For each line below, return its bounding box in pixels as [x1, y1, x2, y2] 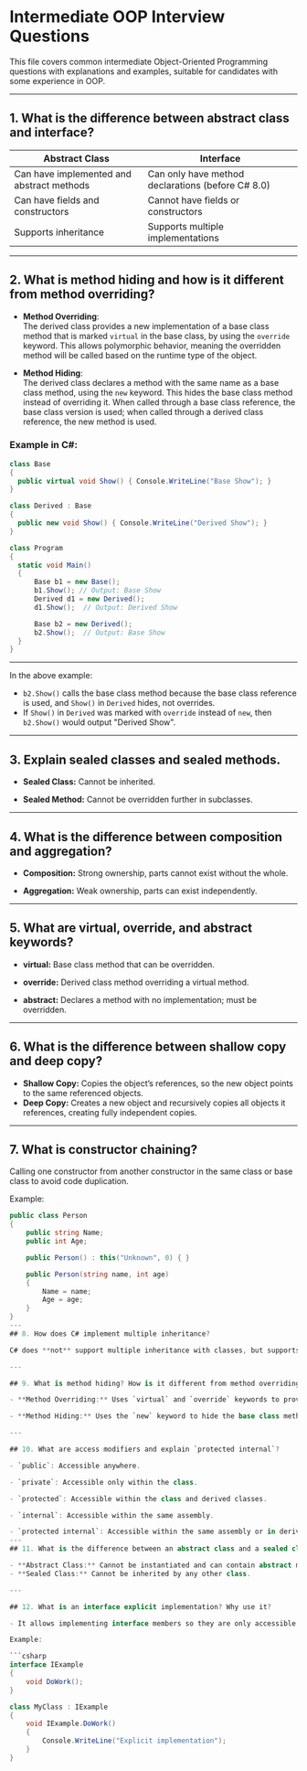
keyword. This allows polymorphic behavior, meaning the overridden [22, 340, 281, 351]
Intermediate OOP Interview [9, 6, 226, 27]
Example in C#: [9, 439, 78, 452]
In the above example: [9, 670, 93, 681]
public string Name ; [26, 1228, 104, 1238]
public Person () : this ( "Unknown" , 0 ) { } [26, 1253, 190, 1263]
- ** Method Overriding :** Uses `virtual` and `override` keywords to [9, 1395, 281, 1404]
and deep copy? [9, 1053, 103, 1069]
